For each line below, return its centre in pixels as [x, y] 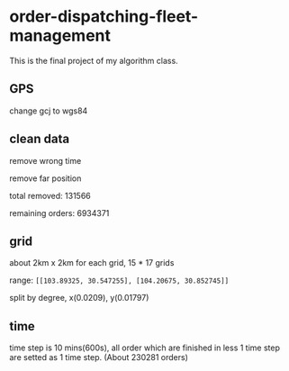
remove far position [45, 178]
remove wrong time [45, 160]
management [60, 36]
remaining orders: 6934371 [59, 213]
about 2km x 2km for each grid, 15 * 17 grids [92, 263]
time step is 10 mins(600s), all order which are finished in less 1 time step [145, 348]
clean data [40, 139]
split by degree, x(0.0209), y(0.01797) [79, 298]
